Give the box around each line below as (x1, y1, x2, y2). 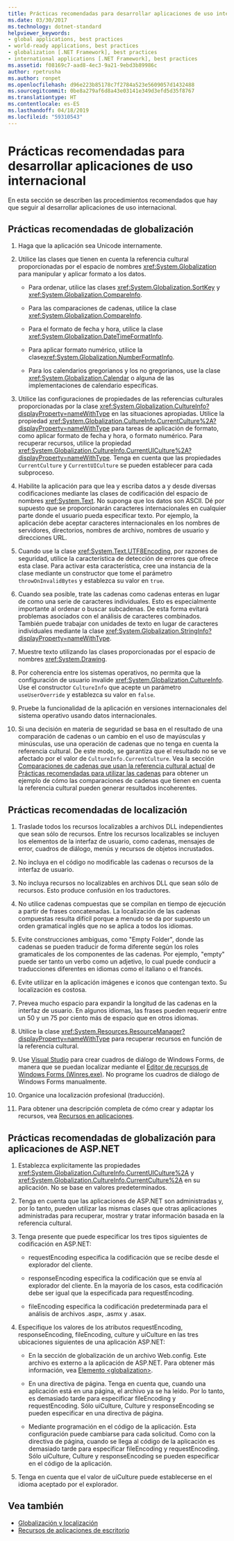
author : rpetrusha (8, 68, 61, 75)
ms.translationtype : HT (8, 94, 77, 101)
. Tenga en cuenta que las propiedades (109, 454, 222, 462)
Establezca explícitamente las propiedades (17, 1161, 141, 1170)
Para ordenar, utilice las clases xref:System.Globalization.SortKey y (28, 283, 221, 292)
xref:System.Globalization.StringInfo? (106, 627, 212, 635)
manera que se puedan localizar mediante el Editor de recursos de (17, 1063, 209, 1071)
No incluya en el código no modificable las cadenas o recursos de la (17, 858, 214, 866)
